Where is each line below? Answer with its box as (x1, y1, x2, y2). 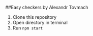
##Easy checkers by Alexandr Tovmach (5, 5, 88, 10)
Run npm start (12, 25, 43, 31)
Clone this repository (12, 14, 57, 20)
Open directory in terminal (12, 20, 68, 25)
